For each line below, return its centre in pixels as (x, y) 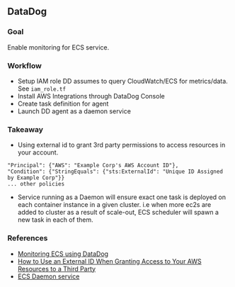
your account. (38, 152)
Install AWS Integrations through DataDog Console (91, 96)
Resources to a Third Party (57, 269)
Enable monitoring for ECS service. (58, 47)
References (28, 238)
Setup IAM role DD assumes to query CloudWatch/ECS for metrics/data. (122, 81)
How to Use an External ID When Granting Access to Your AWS (109, 261)
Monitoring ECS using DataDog (63, 254)
